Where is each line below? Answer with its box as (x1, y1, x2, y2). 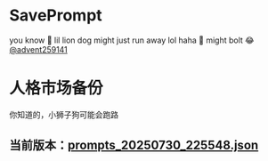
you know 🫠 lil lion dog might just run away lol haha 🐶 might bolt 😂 (9, 35, 255, 45)
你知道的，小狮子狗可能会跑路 (9, 109, 118, 120)
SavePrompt (9, 5, 102, 26)
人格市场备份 (9, 78, 104, 99)
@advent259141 (9, 44, 69, 54)
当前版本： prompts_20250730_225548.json (9, 138, 259, 153)
